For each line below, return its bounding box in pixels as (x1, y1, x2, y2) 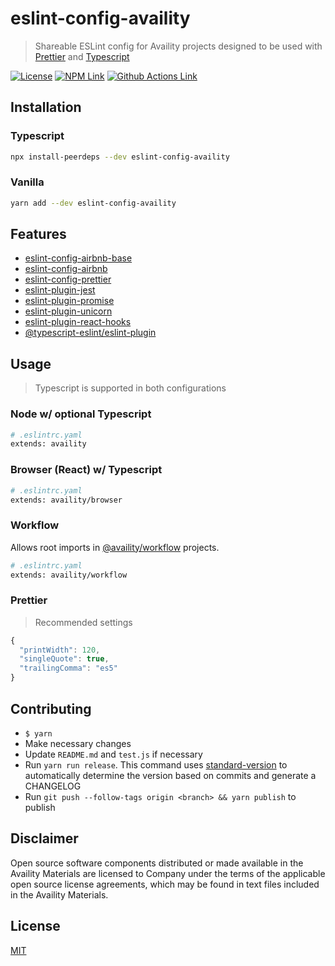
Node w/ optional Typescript (10, 407, 152, 421)
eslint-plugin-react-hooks (24, 316, 132, 328)
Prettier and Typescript (34, 50, 130, 62)
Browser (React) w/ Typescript (10, 463, 163, 477)
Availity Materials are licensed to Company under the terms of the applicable (10, 867, 326, 879)
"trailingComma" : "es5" (19, 663, 118, 674)
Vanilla (10, 175, 45, 189)
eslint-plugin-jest (24, 284, 96, 296)
